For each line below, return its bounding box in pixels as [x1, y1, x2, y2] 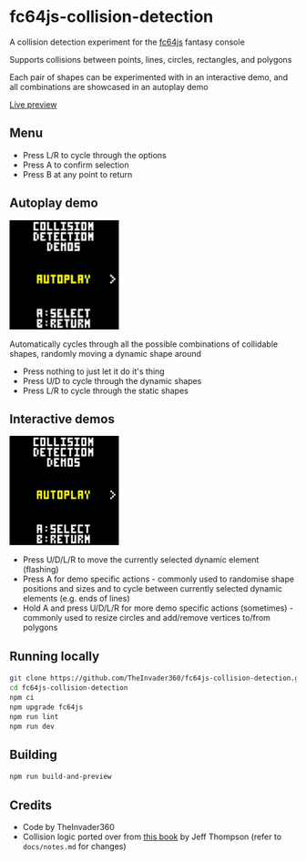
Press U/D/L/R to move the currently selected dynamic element [22, 554, 260, 565]
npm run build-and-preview [9, 772, 112, 782]
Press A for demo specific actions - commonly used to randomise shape [22, 573, 294, 584]
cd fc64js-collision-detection [9, 684, 128, 693]
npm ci [9, 693, 35, 702]
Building [9, 746, 57, 762]
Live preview [9, 98, 57, 110]
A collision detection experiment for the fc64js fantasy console [9, 36, 246, 47]
